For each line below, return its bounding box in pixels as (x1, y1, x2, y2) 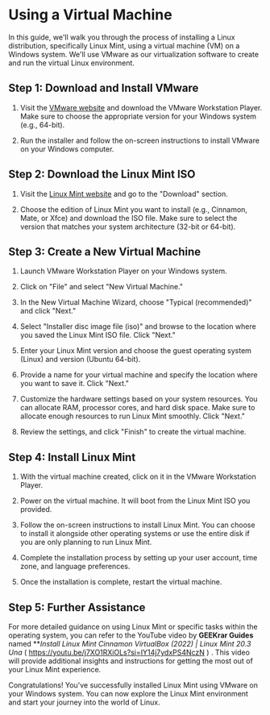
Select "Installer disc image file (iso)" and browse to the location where (19, 322, 256, 331)
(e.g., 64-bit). (19, 119, 65, 130)
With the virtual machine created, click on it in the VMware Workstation (19, 472, 256, 481)
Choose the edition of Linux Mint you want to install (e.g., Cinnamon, (19, 204, 248, 214)
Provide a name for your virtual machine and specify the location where (19, 370, 258, 380)
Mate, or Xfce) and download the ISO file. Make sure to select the (19, 213, 238, 222)
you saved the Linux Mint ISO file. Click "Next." (19, 330, 176, 340)
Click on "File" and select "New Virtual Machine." (19, 282, 184, 292)
